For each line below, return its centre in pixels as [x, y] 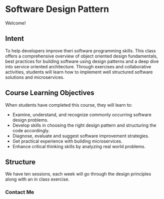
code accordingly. [31, 130]
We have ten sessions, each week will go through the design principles [78, 174]
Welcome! [15, 23]
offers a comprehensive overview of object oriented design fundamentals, [81, 56]
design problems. [30, 120]
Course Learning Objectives [50, 93]
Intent [14, 39]
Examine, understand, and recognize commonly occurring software [82, 114]
